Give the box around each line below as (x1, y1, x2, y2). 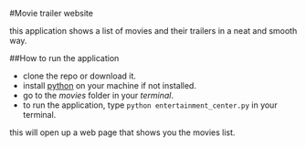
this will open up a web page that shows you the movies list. (9, 127, 236, 138)
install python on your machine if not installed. (22, 80, 196, 90)
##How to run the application (9, 53, 120, 63)
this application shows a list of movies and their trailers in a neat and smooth (9, 26, 298, 36)
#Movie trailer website (9, 8, 94, 18)
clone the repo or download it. (22, 70, 137, 81)
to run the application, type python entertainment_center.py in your (22, 100, 278, 110)
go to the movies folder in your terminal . (22, 90, 174, 100)
